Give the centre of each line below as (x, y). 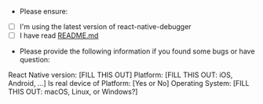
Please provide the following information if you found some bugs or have (137, 51)
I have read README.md (59, 35)
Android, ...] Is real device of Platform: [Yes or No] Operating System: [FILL (129, 84)
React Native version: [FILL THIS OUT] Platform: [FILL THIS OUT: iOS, (121, 75)
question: (35, 60)
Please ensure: (44, 11)
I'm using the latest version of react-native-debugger (105, 26)
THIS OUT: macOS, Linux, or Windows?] (73, 92)
